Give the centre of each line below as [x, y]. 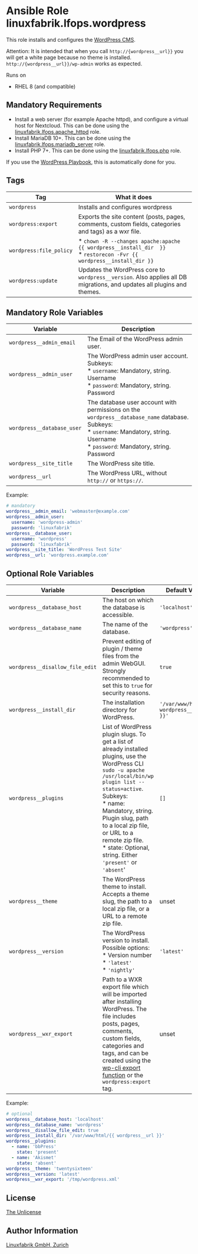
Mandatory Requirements [54, 105]
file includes [119, 1016]
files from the [121, 656]
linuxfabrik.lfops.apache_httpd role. [58, 131]
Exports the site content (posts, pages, [132, 216]
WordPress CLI [123, 763]
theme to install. [124, 886]
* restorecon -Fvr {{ [108, 254]
